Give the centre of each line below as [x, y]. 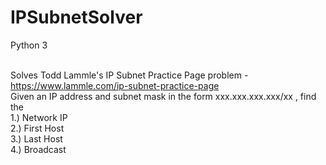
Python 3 [29, 45]
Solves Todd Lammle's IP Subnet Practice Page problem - [129, 75]
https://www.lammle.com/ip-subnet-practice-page [115, 85]
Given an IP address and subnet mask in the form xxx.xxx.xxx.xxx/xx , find [163, 96]
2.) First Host [37, 128]
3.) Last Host [36, 138]
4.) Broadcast [38, 149]
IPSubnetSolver [76, 17]
